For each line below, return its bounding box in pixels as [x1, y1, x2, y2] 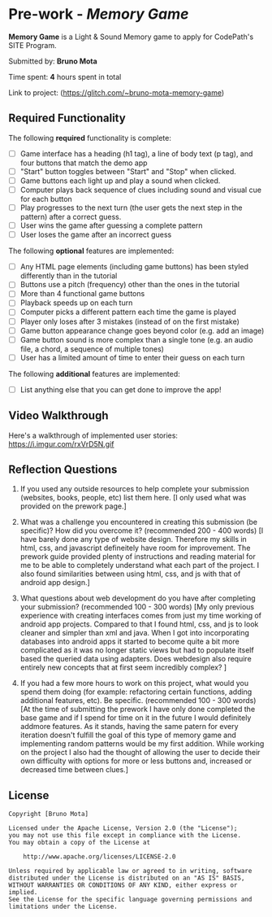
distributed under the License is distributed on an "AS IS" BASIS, [8, 874, 245, 883]
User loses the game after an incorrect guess [19, 229, 172, 240]
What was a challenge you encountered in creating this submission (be [19, 517, 258, 527]
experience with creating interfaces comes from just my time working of [19, 611, 262, 621]
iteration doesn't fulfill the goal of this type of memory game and [19, 730, 237, 740]
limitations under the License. [8, 902, 118, 911]
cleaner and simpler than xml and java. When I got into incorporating [19, 628, 250, 638]
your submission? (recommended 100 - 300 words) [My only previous [19, 602, 254, 612]
